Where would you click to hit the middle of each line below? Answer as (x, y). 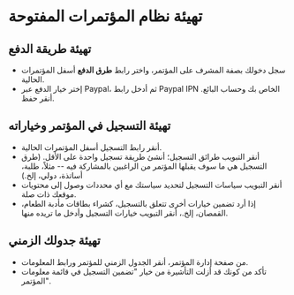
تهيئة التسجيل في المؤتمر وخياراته (90, 126)
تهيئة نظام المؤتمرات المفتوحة (106, 16)
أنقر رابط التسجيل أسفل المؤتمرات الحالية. (91, 147)
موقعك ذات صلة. (49, 194)
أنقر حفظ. (38, 98)
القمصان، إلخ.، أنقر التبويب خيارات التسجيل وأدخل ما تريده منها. (124, 213)
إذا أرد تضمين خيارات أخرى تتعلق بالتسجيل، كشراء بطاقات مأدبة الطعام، (139, 203)
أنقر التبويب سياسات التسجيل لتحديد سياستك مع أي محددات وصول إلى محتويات (151, 185)
